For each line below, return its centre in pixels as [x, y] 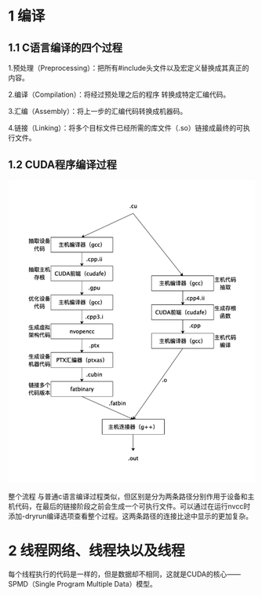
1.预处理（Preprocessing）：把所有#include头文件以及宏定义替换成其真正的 [129, 68]
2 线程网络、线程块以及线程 [97, 550]
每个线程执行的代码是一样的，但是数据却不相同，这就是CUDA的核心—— [124, 574]
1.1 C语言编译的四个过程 [65, 48]
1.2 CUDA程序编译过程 [63, 165]
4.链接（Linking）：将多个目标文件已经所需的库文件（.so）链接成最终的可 [126, 128]
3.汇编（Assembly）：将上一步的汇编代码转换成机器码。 [98, 111]
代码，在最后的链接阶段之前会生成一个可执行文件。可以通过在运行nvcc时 [133, 506]
